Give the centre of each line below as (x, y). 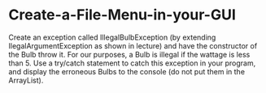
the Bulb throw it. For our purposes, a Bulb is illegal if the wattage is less (129, 54)
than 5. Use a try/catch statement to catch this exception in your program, (132, 63)
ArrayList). (26, 80)
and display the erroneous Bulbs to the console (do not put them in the (127, 71)
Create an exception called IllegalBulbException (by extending (112, 37)
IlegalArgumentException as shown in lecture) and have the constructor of (133, 45)
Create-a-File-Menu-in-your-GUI (122, 15)
